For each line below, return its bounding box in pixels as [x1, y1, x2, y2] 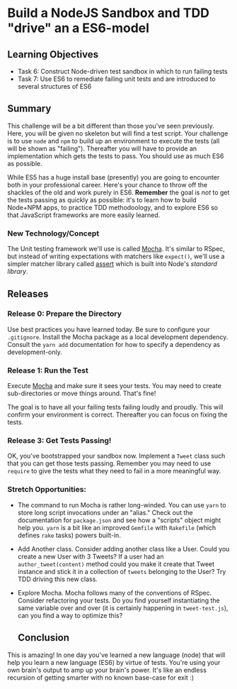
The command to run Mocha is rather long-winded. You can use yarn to [17, 500, 226, 509]
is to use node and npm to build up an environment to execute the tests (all [7, 136, 220, 145]
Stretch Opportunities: [7, 485, 87, 495]
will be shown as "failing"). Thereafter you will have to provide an [7, 144, 197, 153]
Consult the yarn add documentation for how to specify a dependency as [7, 340, 221, 348]
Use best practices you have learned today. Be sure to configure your [7, 325, 210, 334]
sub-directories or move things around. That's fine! [7, 389, 156, 398]
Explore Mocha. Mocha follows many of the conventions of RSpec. [17, 588, 212, 597]
